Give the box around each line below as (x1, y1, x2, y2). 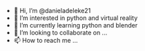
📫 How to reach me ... (13, 37, 78, 44)
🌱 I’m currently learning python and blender (13, 21, 138, 29)
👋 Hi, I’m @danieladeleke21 (13, 7, 91, 14)
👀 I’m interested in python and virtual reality (13, 14, 138, 22)
